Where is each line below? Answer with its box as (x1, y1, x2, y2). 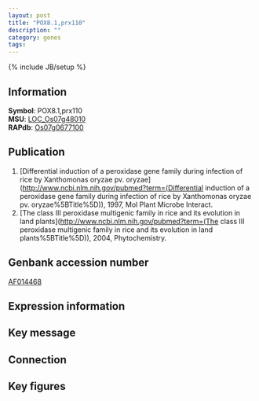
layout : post (8, 11, 51, 20)
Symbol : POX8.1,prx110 (8, 105, 82, 115)
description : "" (8, 26, 61, 34)
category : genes (8, 33, 61, 42)
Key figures (8, 380, 66, 393)
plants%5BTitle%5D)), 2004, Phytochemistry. (19, 233, 167, 242)
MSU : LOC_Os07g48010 (8, 114, 86, 123)
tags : (8, 41, 26, 49)
